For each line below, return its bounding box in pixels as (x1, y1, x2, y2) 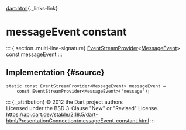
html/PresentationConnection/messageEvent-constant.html (6, 117, 149, 124)
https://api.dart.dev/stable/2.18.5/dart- (6, 111, 98, 118)
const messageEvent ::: (6, 51, 63, 58)
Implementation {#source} (6, 68, 105, 78)
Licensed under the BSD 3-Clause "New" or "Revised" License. (6, 104, 159, 111)
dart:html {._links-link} (6, 5, 58, 12)
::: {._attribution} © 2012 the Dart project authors (6, 99, 123, 106)
